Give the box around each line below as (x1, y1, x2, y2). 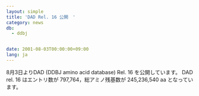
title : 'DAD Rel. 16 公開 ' (6, 14, 76, 20)
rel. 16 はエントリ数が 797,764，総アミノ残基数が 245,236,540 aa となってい (6, 76, 194, 83)
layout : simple (6, 8, 44, 15)
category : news (6, 19, 44, 25)
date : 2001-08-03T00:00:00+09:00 (6, 47, 89, 52)
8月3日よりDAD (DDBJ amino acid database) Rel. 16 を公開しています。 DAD (6, 68, 193, 75)
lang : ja (6, 52, 28, 58)
